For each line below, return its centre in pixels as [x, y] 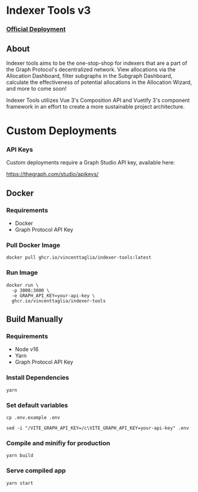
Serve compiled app [36, 470]
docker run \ [22, 285]
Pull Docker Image [33, 245]
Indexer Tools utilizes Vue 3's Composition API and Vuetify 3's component [98, 100]
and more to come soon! [37, 88]
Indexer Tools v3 [49, 10]
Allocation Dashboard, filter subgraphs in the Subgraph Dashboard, [89, 76]
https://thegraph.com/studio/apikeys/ [52, 174]
